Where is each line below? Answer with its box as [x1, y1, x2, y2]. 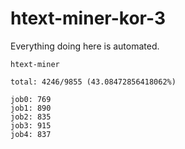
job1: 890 [10, 103, 52, 113]
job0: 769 [10, 94, 52, 104]
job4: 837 [10, 129, 52, 139]
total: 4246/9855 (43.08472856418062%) [10, 77, 177, 87]
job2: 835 [10, 112, 52, 122]
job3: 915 [10, 120, 52, 131]
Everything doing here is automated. [10, 40, 160, 52]
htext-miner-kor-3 [10, 7, 166, 30]
